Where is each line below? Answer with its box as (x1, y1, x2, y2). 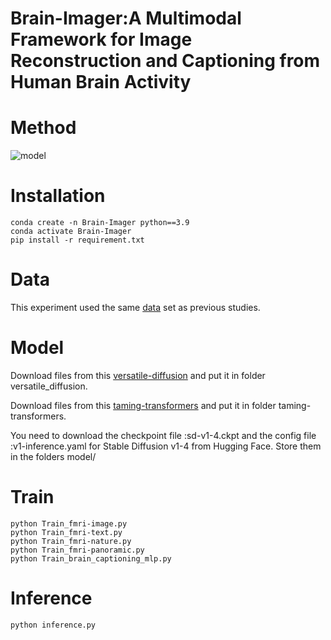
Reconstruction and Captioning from (10, 50, 321, 72)
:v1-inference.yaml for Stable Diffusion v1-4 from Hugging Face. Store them (10, 440, 322, 452)
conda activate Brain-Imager (10, 227, 132, 237)
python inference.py (10, 620, 97, 630)
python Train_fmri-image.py (10, 518, 128, 529)
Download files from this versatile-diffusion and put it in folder (10, 369, 266, 381)
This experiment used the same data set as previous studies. (10, 302, 261, 313)
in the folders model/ (10, 450, 97, 462)
